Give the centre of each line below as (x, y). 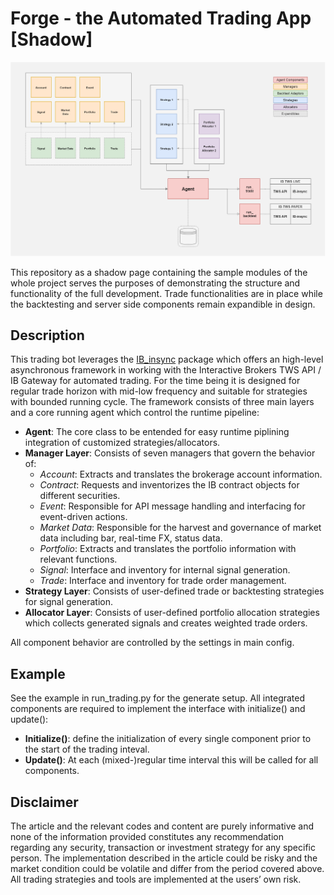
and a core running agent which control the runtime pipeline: (135, 413)
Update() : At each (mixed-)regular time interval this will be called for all (171, 760)
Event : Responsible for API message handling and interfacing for (172, 506)
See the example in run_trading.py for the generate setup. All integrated (158, 698)
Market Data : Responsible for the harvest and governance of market (180, 528)
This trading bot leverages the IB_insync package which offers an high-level (167, 359)
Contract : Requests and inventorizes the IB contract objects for (169, 485)
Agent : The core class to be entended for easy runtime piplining (157, 432)
